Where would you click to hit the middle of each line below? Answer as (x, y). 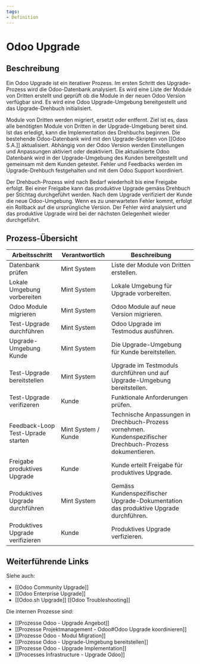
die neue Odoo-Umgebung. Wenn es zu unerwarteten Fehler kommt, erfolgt (99, 201)
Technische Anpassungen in (151, 415)
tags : (13, 12)
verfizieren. (127, 537)
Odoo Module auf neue (143, 307)
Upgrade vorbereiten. (141, 293)
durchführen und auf (140, 373)
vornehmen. (128, 430)
